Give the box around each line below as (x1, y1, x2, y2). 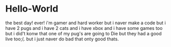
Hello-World (5, 3, 59, 15)
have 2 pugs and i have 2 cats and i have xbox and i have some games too (5, 25, 163, 31)
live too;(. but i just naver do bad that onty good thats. (5, 36, 119, 42)
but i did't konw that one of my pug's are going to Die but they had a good (5, 30, 162, 36)
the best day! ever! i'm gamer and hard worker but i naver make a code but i (5, 20, 166, 26)
